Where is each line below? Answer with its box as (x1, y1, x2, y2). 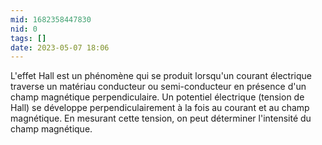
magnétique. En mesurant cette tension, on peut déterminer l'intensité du (10, 112, 312, 125)
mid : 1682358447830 (10, 14, 92, 25)
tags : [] (10, 33, 47, 43)
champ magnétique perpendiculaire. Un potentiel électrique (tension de (10, 91, 305, 103)
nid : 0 (10, 24, 38, 34)
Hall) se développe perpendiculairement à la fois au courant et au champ (10, 102, 310, 114)
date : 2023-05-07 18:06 (10, 42, 110, 53)
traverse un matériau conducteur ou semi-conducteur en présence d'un (10, 81, 307, 93)
